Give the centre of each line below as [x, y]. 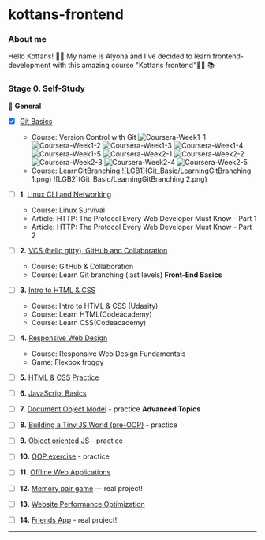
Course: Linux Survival [68, 210]
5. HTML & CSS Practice [60, 377]
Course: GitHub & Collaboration [82, 266]
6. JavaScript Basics [53, 393]
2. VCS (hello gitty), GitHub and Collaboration [93, 250]
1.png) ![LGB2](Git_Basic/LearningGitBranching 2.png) [119, 178]
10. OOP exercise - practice [65, 456]
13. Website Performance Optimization [82, 504]
